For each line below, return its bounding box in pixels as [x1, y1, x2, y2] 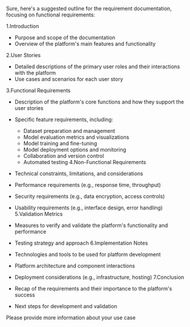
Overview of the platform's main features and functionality [14, 41, 156, 47]
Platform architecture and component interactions [14, 262, 135, 269]
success [14, 291, 35, 298]
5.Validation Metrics [14, 211, 63, 217]
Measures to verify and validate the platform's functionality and [14, 222, 168, 229]
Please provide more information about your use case [6, 314, 136, 321]
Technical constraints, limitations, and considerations [14, 170, 144, 177]
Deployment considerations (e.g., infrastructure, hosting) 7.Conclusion [14, 273, 185, 281]
